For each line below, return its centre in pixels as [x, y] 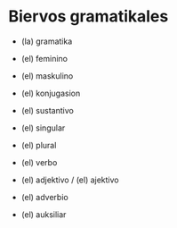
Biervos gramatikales [88, 17]
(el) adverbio [44, 197]
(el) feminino [44, 58]
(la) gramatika [47, 41]
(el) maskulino [47, 76]
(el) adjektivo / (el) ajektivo [70, 180]
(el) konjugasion [51, 93]
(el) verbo [39, 162]
